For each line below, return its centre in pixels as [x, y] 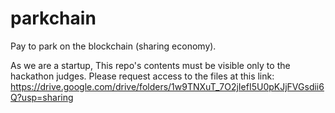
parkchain [53, 18]
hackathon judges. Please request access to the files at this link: [142, 76]
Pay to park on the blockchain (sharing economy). [113, 46]
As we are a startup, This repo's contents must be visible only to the [150, 65]
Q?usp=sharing [42, 97]
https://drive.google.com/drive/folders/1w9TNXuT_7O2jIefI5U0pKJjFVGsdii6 [167, 86]
